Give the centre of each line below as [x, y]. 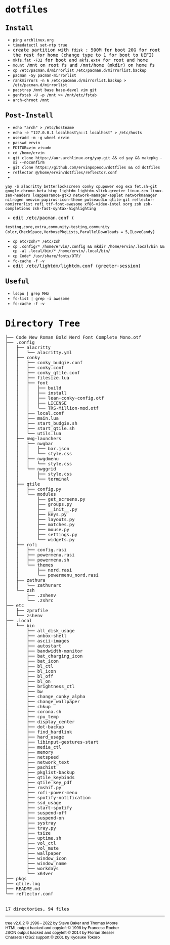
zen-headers [18, 195]
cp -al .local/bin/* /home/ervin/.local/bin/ [61, 251]
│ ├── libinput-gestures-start [52, 742]
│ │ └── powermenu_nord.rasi [52, 575]
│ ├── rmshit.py [33, 787]
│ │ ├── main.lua [32, 418]
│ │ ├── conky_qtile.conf [43, 373]
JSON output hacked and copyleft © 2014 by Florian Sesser [60, 932]
